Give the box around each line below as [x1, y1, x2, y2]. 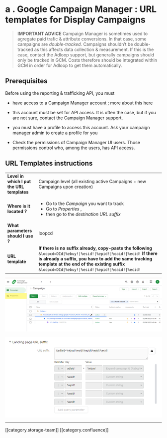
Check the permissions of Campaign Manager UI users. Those [12, 139, 141, 145]
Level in [7, 173, 24, 179]
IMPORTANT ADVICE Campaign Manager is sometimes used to [17, 30, 148, 36]
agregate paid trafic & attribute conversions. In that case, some [17, 36, 147, 42]
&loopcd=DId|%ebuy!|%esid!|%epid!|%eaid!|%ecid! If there [38, 250, 158, 256]
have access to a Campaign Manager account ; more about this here [12, 100, 153, 106]
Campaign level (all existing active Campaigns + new [38, 179, 147, 185]
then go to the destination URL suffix [46, 211, 121, 217]
